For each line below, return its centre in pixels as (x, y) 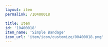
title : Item (17, 23)
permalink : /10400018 (28, 14)
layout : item (19, 10)
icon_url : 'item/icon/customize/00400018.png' (54, 37)
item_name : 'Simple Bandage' (35, 33)
